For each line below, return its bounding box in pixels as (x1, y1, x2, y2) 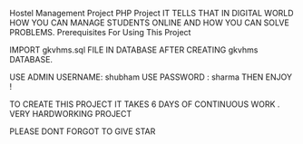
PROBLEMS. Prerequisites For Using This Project (9, 27, 191, 37)
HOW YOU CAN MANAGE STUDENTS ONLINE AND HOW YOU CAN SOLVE (9, 17, 290, 28)
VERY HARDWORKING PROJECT (9, 109, 132, 119)
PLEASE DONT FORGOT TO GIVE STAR (9, 126, 156, 137)
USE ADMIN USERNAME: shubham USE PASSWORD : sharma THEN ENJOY (9, 72, 293, 82)
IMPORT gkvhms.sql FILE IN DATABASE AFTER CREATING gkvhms (9, 44, 259, 55)
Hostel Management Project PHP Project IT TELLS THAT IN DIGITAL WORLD (9, 8, 294, 18)
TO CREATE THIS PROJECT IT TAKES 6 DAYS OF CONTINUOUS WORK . (9, 99, 280, 110)
